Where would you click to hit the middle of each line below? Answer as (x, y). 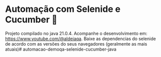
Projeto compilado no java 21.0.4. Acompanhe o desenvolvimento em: (76, 33)
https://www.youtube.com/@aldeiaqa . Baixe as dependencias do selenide (80, 39)
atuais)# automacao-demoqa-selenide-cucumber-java (61, 49)
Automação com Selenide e (63, 9)
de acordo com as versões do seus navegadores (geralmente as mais (76, 44)
